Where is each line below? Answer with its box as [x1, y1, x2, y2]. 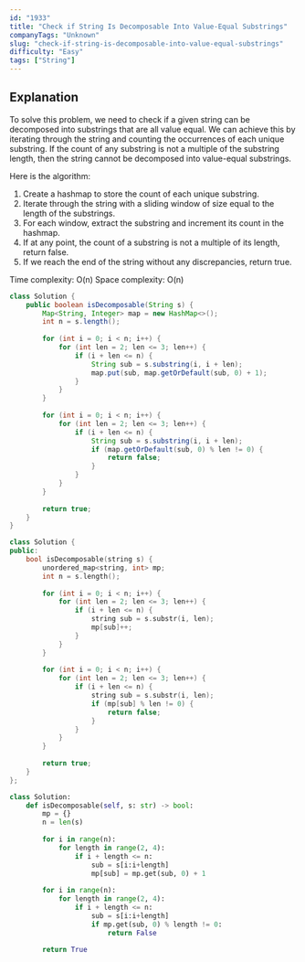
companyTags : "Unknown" [9, 30, 100, 39]
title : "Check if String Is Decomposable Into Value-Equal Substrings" [9, 22, 288, 31]
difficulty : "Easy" [9, 48, 84, 57]
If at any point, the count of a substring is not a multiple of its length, [22, 237, 280, 248]
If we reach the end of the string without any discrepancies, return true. [22, 256, 292, 267]
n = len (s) [42, 818, 84, 828]
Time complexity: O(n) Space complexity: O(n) [9, 273, 184, 284]
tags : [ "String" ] [9, 56, 76, 65]
